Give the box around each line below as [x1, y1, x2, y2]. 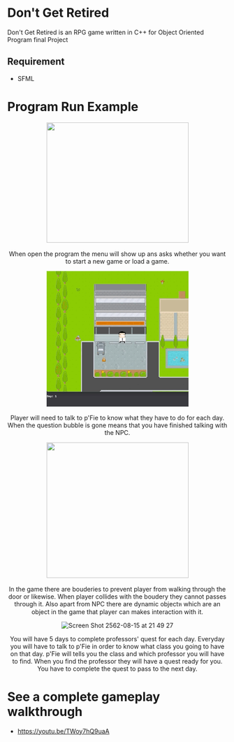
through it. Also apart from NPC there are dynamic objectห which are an [14, 599, 221, 608]
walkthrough [7, 704, 83, 720]
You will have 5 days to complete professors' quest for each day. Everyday [10, 634, 225, 643]
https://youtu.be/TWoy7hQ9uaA [17, 727, 110, 735]
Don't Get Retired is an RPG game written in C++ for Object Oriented [7, 28, 204, 36]
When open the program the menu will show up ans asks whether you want [8, 250, 226, 258]
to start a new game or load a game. [65, 257, 170, 265]
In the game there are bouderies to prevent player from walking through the [8, 585, 226, 593]
